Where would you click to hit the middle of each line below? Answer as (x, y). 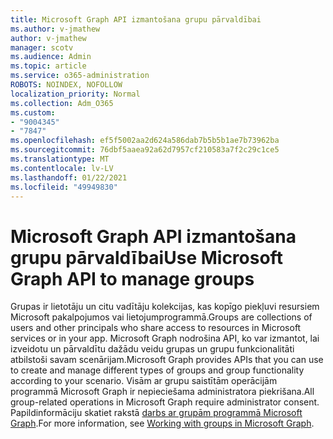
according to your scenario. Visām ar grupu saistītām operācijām (144, 381)
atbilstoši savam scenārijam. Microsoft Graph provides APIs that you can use (167, 360)
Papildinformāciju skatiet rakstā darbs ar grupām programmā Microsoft (156, 413)
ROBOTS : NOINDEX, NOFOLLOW (66, 85)
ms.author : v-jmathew (55, 29)
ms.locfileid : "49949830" (64, 187)
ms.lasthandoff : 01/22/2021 (69, 177)
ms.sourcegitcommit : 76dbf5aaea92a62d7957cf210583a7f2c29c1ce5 (145, 150)
